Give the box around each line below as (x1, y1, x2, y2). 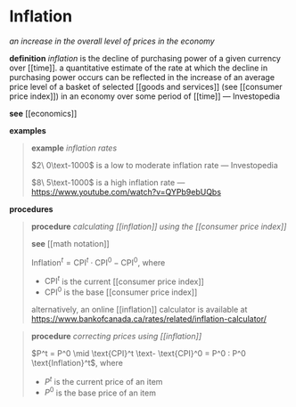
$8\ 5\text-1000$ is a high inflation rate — (30, 176, 185, 188)
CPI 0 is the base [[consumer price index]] (44, 285, 198, 297)
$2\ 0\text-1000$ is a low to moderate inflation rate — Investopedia (30, 159, 278, 170)
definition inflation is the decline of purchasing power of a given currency (9, 53, 281, 63)
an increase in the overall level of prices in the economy (9, 36, 216, 46)
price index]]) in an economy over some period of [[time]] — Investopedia (9, 91, 281, 102)
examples (9, 125, 46, 135)
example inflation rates (30, 142, 118, 153)
